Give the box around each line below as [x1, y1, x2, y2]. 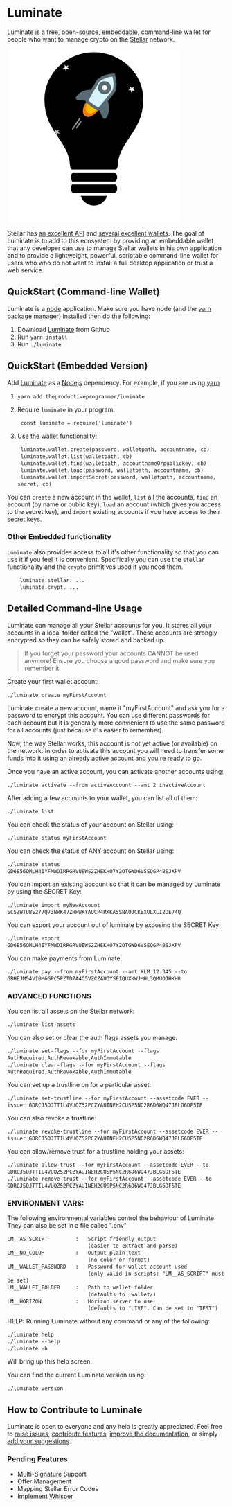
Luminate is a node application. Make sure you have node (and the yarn [7, 304, 211, 312]
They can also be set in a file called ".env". [7, 1222, 128, 1230]
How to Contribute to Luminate [7, 1404, 143, 1416]
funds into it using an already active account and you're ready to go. [7, 754, 202, 762]
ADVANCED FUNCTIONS [7, 991, 92, 1001]
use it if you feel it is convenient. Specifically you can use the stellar [7, 555, 205, 563]
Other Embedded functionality [7, 532, 112, 542]
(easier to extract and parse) [87, 1242, 178, 1250]
